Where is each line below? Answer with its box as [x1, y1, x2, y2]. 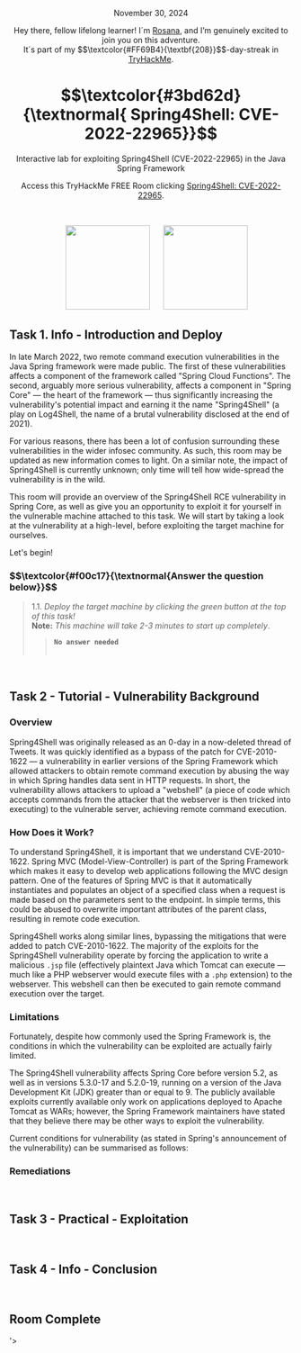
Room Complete [9, 1312, 102, 1327]
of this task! [31, 611, 76, 622]
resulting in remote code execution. [9, 914, 141, 925]
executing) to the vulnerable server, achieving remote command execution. [9, 803, 288, 814]
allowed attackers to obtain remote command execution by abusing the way [9, 765, 290, 776]
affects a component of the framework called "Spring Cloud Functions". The [9, 370, 291, 381]
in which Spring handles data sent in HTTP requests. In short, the [9, 774, 251, 786]
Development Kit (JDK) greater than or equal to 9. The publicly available [9, 1087, 276, 1097]
